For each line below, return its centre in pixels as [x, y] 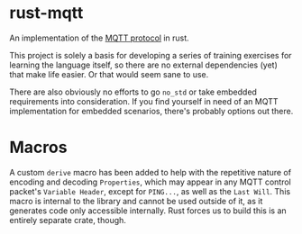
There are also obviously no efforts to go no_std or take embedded [133, 92]
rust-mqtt [46, 13]
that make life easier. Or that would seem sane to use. [109, 74]
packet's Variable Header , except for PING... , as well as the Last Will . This [150, 191]
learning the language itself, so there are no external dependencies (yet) [143, 65]
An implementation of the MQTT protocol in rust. [99, 38]
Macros [38, 148]
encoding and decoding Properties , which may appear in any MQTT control [150, 182]
